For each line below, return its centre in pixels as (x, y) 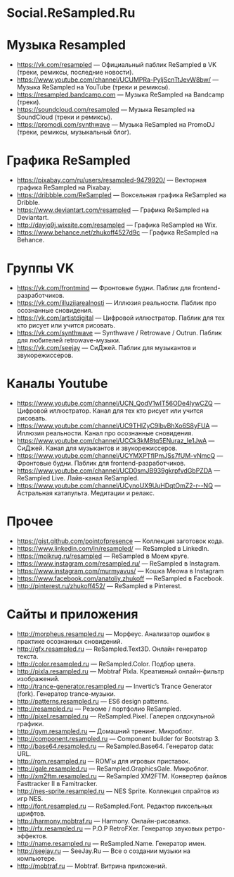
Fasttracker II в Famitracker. (57, 783)
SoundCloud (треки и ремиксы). (65, 117)
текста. (27, 656)
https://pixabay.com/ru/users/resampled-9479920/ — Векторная (111, 180)
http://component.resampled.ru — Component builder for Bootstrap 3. (118, 738)
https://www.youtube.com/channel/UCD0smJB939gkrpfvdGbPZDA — (118, 471)
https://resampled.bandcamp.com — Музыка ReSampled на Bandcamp (121, 95)
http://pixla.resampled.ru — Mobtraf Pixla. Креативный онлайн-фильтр (121, 671)
